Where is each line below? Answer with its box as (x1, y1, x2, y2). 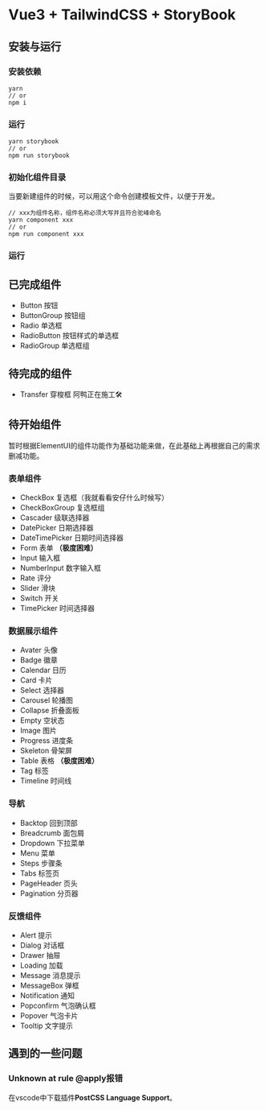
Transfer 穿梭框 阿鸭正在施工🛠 (19, 390, 123, 399)
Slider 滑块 (19, 584, 56, 593)
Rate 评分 (19, 573, 52, 583)
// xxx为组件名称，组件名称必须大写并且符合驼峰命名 (8, 209, 162, 217)
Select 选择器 (19, 686, 65, 695)
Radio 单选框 (19, 320, 63, 331)
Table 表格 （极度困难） (19, 756, 99, 765)
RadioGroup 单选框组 (19, 340, 90, 351)
